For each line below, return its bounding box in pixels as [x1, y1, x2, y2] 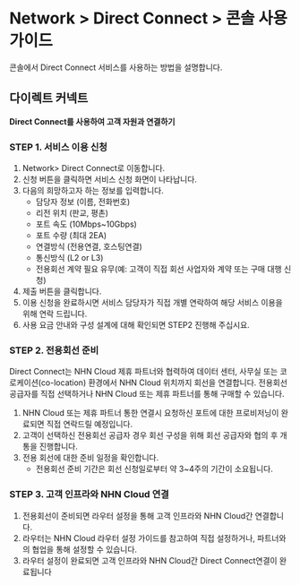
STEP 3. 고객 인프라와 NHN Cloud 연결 [9, 488, 170, 501]
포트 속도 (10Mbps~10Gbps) [35, 219, 137, 229]
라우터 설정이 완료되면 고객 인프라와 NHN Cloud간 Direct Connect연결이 [21, 555, 278, 565]
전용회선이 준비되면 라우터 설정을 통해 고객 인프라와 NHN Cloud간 [21, 510, 253, 520]
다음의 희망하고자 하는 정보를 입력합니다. [21, 185, 164, 196]
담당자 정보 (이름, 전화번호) [35, 196, 131, 207]
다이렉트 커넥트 [9, 90, 89, 106]
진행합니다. [39, 441, 78, 452]
